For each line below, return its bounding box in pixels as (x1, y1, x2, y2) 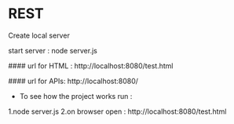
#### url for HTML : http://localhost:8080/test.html (8, 60, 174, 71)
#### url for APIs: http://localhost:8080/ (8, 76, 139, 86)
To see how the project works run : (19, 91, 133, 100)
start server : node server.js (8, 46, 98, 55)
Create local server (8, 31, 71, 40)
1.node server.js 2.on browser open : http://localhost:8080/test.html (8, 107, 227, 116)
